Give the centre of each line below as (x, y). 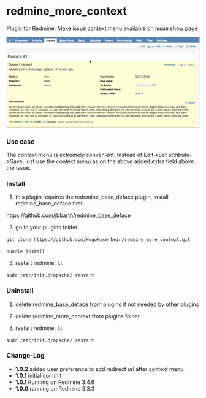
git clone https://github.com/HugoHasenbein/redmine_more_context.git (98, 240)
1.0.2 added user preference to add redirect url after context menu (99, 369)
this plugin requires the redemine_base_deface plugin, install (92, 197)
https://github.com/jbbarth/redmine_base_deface (68, 215)
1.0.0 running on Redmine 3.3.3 (55, 388)
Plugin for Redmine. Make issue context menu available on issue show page (102, 28)
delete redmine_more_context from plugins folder (78, 316)
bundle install (26, 252)
